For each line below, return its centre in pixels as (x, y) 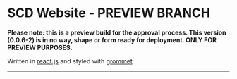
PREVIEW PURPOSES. (40, 47)
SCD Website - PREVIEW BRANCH (109, 13)
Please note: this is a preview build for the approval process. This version (117, 32)
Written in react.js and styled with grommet (70, 61)
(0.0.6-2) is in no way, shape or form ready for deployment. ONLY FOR (112, 39)
